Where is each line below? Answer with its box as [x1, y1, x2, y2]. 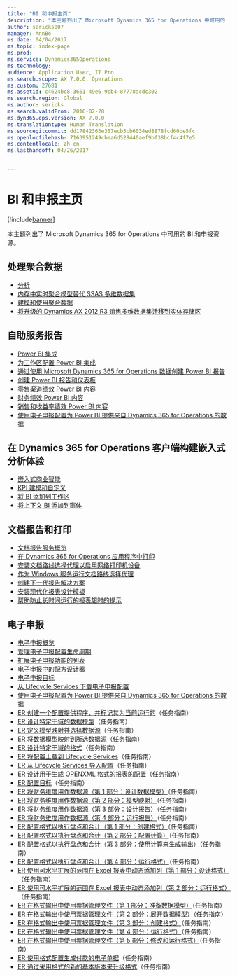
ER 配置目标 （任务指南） [17, 779, 89, 787]
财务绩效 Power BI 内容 [17, 393, 84, 401]
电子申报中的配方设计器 [17, 665, 85, 673]
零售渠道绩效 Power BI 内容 [17, 384, 96, 393]
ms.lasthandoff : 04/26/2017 [7, 147, 89, 154]
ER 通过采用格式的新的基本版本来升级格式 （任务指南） [17, 962, 175, 971]
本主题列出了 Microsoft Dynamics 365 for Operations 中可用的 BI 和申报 [7, 229, 213, 238]
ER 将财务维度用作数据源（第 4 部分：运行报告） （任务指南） [17, 814, 191, 822]
